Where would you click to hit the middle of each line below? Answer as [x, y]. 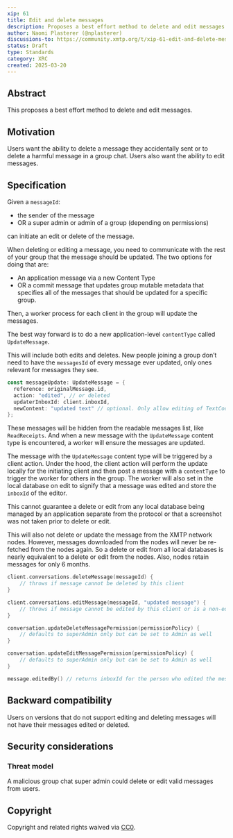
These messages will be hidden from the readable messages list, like [106, 428]
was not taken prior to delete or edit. [59, 521]
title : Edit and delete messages [55, 20]
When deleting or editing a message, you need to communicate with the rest [116, 250]
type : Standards [31, 53]
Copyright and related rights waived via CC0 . [71, 827]
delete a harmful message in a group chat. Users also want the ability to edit [116, 156]
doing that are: [28, 265]
